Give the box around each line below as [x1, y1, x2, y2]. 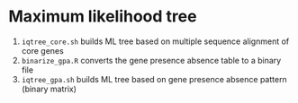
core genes [21, 45, 64, 56]
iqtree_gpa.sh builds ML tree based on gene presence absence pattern [21, 73, 287, 84]
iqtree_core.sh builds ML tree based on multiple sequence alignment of [21, 36, 290, 47]
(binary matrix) [21, 83, 77, 94]
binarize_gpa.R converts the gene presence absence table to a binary [21, 55, 282, 65]
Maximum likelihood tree [8, 6, 197, 27]
